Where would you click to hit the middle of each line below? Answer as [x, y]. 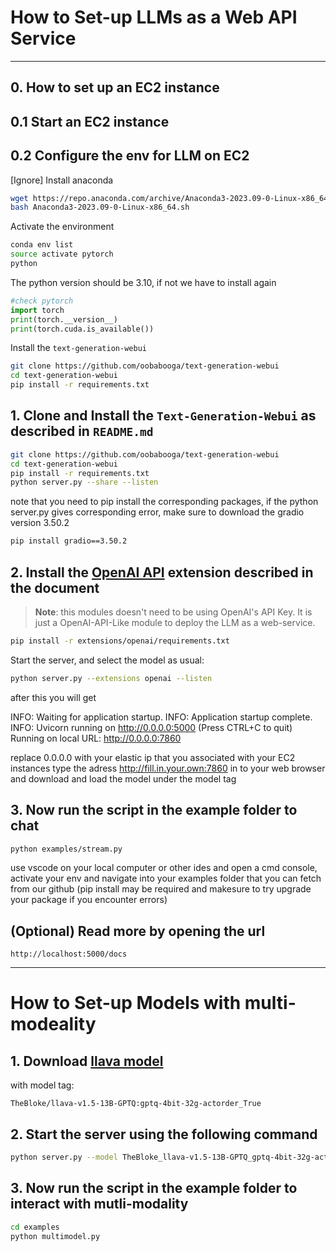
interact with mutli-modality [99, 1204]
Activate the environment [62, 227]
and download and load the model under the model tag [123, 778]
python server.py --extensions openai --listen [111, 678]
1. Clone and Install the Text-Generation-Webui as [163, 416]
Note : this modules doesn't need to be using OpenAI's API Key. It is [173, 612]
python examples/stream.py [66, 849]
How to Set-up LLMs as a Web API [154, 17]
